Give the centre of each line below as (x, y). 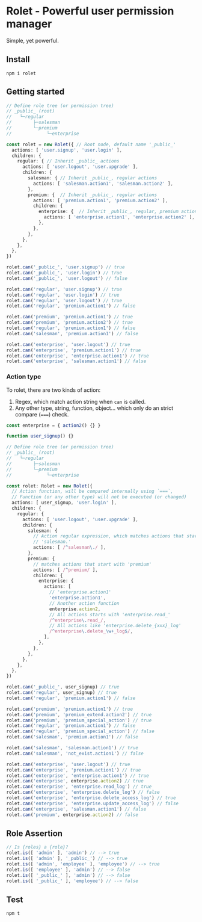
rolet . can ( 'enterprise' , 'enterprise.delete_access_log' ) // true (91, 798)
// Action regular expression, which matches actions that (109, 536)
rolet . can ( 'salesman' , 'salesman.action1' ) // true (72, 748)
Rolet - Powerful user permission (90, 11)
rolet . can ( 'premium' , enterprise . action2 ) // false (72, 815)
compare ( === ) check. (42, 414)
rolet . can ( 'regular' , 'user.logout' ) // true (64, 300)
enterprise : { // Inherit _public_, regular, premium (109, 212)
